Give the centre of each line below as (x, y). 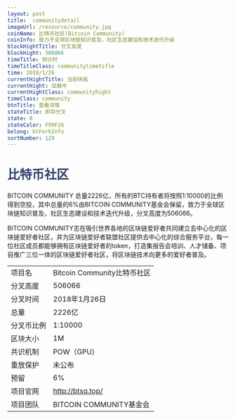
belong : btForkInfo (36, 131)
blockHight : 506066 (36, 53)
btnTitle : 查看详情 (34, 105)
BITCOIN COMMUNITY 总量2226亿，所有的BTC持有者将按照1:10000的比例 (115, 196)
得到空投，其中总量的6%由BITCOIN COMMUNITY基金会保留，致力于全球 (113, 205)
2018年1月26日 (80, 299)
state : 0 (20, 118)
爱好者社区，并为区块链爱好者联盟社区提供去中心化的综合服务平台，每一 (124, 237)
